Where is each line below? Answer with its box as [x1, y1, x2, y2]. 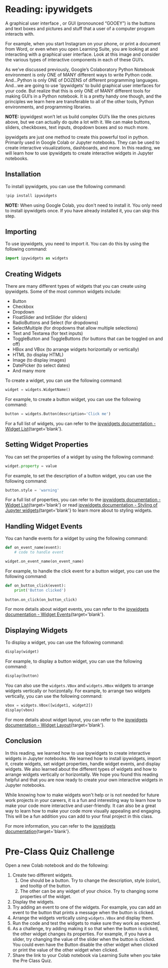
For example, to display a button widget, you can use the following [5, 658, 142, 665]
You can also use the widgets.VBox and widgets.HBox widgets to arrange [5, 682, 154, 688]
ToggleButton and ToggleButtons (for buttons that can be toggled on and [12, 336, 163, 342]
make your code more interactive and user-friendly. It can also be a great [5, 802, 156, 809]
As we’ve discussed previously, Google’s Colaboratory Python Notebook [5, 66, 155, 72]
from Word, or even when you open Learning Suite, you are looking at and [5, 46, 158, 52]
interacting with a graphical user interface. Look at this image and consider [5, 51, 160, 57]
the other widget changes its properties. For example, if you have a [12, 931, 151, 937]
